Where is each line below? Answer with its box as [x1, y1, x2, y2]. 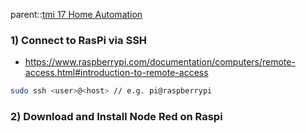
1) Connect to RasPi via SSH [10, 33, 148, 47]
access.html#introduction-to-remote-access [24, 67, 209, 79]
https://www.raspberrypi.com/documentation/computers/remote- [24, 56, 296, 68]
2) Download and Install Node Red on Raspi [10, 110, 223, 124]
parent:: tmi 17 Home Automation [10, 9, 143, 20]
